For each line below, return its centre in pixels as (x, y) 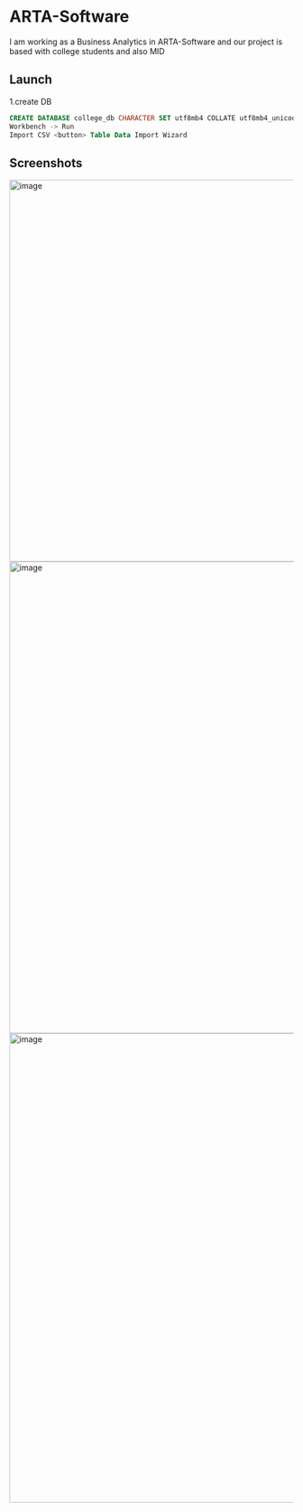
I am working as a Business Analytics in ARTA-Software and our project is (146, 42)
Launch (31, 80)
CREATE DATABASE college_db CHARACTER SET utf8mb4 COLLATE (123, 118)
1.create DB (31, 101)
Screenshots (46, 163)
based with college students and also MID (87, 51)
